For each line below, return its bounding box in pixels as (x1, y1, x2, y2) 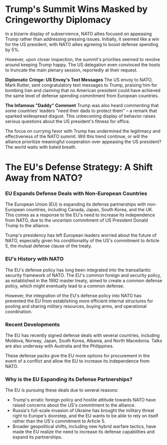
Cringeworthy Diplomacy (5, 14, 111, 26)
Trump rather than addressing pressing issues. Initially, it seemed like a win (5, 36, 160, 42)
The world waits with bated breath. (5, 144, 77, 150)
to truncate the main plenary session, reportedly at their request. (5, 67, 138, 73)
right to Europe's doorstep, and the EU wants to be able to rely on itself (12, 413, 159, 419)
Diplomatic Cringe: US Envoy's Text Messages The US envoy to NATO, (5, 77, 153, 83)
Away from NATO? (5, 172, 83, 184)
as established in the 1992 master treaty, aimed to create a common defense (5, 277, 163, 283)
